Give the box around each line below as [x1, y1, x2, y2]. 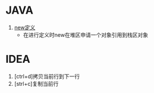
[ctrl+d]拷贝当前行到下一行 [14, 72, 80, 80]
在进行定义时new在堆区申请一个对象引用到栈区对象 [23, 31, 149, 39]
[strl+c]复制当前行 [14, 80, 59, 87]
